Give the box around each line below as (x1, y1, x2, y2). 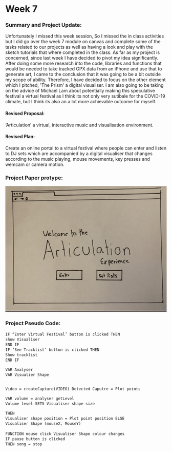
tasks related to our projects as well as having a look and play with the (5, 44, 154, 50)
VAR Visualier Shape (5, 372, 50, 378)
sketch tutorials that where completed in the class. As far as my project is (5, 49, 160, 55)
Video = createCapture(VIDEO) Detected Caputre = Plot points (5, 386, 141, 392)
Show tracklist (5, 352, 38, 357)
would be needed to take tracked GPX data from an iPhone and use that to (5, 66, 162, 72)
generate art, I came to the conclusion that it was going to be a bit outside (5, 71, 161, 78)
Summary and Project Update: (5, 22, 82, 29)
